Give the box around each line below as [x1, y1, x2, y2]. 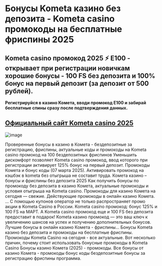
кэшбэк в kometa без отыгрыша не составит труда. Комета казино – [5, 172, 147, 178]
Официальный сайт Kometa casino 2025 [5, 119, 134, 127]
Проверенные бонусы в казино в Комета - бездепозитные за [5, 141, 132, 147]
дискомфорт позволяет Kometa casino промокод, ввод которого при [5, 157, 148, 163]
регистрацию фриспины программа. [5, 255, 82, 261]
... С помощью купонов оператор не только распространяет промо [5, 198, 145, 204]
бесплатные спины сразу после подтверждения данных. [5, 105, 128, 111]
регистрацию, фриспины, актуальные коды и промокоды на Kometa [5, 147, 147, 152]
